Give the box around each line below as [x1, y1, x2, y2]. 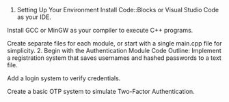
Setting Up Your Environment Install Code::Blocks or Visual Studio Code [16, 6, 219, 14]
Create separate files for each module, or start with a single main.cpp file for [7, 39, 222, 47]
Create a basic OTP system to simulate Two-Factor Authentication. [7, 88, 195, 95]
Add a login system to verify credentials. [7, 74, 121, 82]
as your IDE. [16, 13, 51, 21]
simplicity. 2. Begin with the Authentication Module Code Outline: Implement [7, 47, 222, 54]
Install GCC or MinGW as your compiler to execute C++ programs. [7, 27, 193, 34]
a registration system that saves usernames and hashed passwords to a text [7, 54, 222, 62]
